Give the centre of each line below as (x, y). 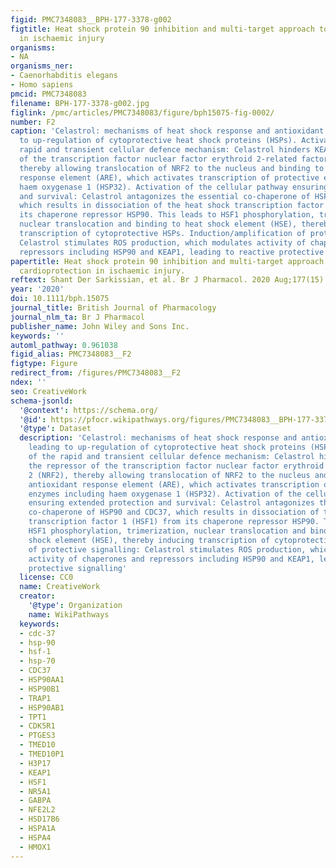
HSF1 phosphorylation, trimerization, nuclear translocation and (167, 531)
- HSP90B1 (39, 689)
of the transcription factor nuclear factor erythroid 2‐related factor (174, 159)
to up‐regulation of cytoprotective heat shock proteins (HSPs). (158, 141)
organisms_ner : (42, 66)
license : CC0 (46, 577)
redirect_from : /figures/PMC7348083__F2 (96, 373)
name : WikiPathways (69, 614)
